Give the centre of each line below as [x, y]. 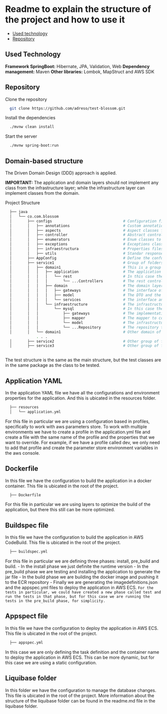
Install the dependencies [30, 118]
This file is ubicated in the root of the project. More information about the [80, 695]
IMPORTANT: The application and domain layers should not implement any [82, 183]
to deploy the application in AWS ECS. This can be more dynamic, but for [80, 657]
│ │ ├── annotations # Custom [75, 226]
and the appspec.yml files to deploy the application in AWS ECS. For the [80, 588]
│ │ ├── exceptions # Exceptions [80, 244]
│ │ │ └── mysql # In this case [82, 309]
